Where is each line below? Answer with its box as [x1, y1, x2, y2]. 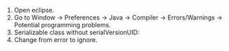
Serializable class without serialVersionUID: [13, 28, 140, 36]
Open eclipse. [13, 6, 55, 14]
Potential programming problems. [13, 21, 111, 29]
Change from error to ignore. [13, 36, 98, 44]
